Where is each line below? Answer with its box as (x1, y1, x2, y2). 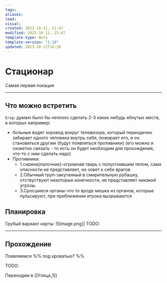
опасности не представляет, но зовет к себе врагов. (19, 166, 132, 172)
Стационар (5, 66, 54, 77)
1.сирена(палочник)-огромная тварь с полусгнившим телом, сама (19, 161, 162, 167)
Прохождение (5, 240, 52, 248)
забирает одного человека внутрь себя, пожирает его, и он (12, 135, 140, 141)
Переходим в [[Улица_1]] (5, 273, 57, 278)
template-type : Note (5, 35, 48, 40)
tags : (5, 7, 16, 12)
